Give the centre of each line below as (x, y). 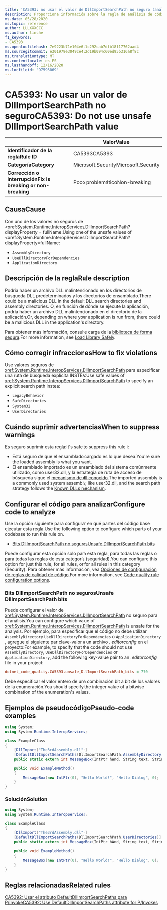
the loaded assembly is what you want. (52, 462)
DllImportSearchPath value (62, 126)
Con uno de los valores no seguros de (44, 221)
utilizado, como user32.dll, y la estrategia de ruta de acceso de (77, 472)
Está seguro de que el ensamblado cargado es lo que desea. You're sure (86, 457)
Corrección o (23, 173)
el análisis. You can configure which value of (50, 621)
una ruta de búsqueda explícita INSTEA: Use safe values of (65, 375)
